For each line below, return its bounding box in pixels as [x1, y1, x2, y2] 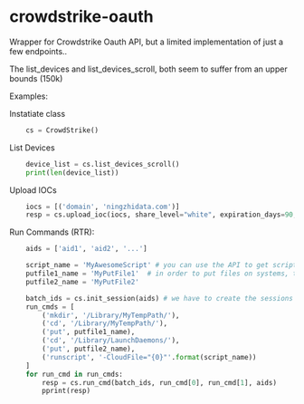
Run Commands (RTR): [9, 226, 95, 237]
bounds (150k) [9, 72, 63, 83]
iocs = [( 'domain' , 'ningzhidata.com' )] [25, 202, 180, 211]
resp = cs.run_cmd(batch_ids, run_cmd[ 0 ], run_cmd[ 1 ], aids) [42, 378, 278, 387]
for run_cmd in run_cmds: [25, 370, 124, 379]
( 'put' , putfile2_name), [42, 344, 136, 354]
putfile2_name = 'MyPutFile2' [25, 277, 140, 286]
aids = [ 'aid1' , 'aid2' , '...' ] [25, 245, 147, 254]
